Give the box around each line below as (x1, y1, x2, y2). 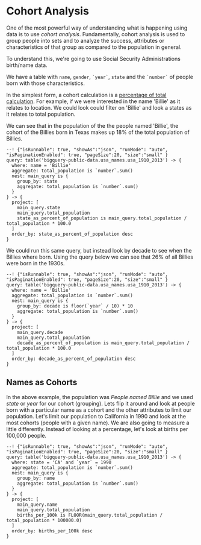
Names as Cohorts (6, 377, 78, 388)
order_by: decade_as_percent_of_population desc (11, 356, 136, 362)
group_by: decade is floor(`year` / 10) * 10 (17, 303, 134, 309)
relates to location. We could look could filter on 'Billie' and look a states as (6, 104, 192, 111)
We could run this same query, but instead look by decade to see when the (6, 247, 192, 254)
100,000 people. (6, 432, 47, 439)
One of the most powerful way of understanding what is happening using (6, 24, 188, 31)
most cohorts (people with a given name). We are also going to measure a (6, 419, 190, 426)
